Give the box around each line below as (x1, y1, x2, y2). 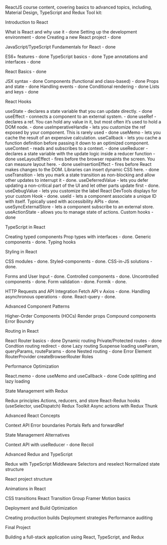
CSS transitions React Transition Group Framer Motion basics (5, 496, 131, 501)
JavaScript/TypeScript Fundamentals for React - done (5, 44, 116, 49)
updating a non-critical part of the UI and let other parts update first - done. (5, 182, 160, 188)
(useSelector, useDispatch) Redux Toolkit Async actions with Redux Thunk (5, 403, 158, 409)
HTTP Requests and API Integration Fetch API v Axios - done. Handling (5, 288, 150, 294)
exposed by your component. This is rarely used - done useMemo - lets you (5, 129, 161, 135)
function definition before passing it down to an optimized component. (5, 140, 150, 146)
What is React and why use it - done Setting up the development (5, 29, 138, 34)
